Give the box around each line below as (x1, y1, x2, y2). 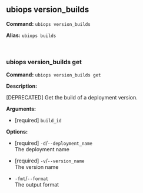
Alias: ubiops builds (6, 32, 56, 39)
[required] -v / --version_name (14, 157, 85, 164)
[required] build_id (14, 117, 62, 124)
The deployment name (14, 146, 69, 153)
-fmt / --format (14, 175, 49, 182)
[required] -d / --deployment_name (14, 139, 93, 147)
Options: (6, 128, 28, 135)
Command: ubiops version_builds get (6, 71, 101, 78)
